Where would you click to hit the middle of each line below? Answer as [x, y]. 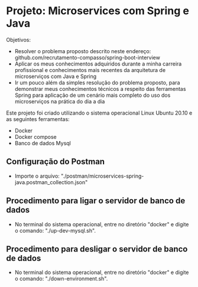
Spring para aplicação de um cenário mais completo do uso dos [92, 95]
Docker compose [36, 136]
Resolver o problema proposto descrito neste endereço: [83, 51]
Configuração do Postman [56, 162]
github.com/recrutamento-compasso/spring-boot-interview [87, 57]
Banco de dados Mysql [43, 143]
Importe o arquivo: [37, 176]
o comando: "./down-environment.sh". [61, 279]
